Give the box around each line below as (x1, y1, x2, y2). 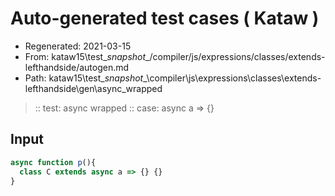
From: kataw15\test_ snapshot (24, 50, 147, 62)
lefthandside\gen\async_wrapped (24, 82, 163, 94)
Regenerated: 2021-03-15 (24, 40, 132, 52)
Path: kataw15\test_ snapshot (24, 72, 144, 84)
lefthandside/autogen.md (24, 61, 130, 73)
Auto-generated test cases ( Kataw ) (10, 7, 320, 30)
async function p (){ (10, 157, 97, 167)
